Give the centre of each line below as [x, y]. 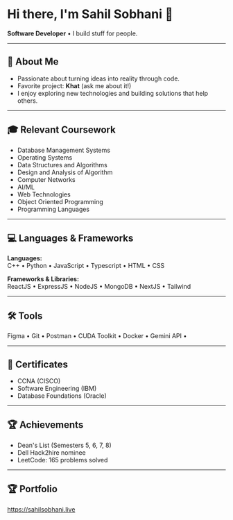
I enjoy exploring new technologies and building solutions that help [113, 93]
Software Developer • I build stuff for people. [72, 33]
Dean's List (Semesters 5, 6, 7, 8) [64, 445]
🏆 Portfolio [32, 489]
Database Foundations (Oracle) [62, 396]
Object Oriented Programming [60, 201]
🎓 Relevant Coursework [61, 130]
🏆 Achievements [45, 425]
